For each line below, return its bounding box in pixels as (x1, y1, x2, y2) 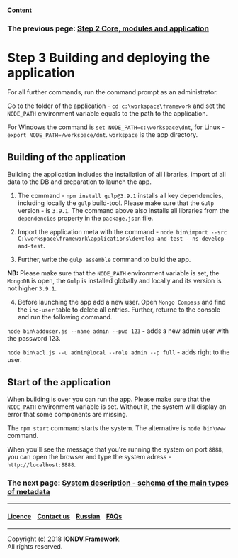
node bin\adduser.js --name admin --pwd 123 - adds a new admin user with (7, 327, 229, 335)
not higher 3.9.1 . (7, 284, 57, 292)
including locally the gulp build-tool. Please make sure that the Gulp (17, 199, 215, 207)
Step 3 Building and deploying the (7, 50, 210, 65)
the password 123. (7, 334, 62, 343)
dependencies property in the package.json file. (17, 214, 154, 223)
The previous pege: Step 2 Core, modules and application (7, 23, 209, 33)
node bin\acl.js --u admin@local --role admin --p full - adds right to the (7, 348, 230, 356)
